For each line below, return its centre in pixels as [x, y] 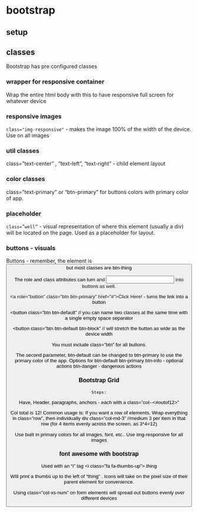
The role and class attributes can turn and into [99, 280]
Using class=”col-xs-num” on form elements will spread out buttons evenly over [99, 493]
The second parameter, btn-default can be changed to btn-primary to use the [99, 355]
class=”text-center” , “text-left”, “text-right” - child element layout [86, 164]
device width [99, 334]
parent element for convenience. [99, 482]
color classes [26, 179]
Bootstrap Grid [99, 380]
